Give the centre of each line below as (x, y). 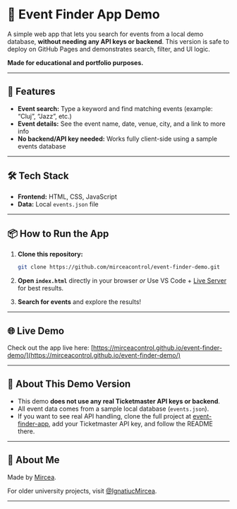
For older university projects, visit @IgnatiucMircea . (82, 491)
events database (42, 146)
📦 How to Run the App (58, 234)
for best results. (41, 288)
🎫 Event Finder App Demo (84, 14)
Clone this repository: (50, 255)
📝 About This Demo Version (69, 384)
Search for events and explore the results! (79, 302)
